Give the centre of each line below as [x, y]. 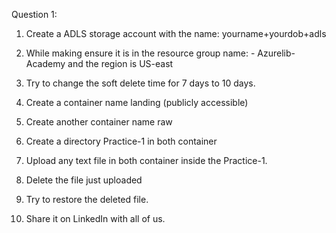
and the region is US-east [120, 63]
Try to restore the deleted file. [87, 199]
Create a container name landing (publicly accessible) [137, 102]
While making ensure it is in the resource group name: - [140, 53]
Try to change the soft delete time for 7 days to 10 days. [140, 83]
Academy [45, 63]
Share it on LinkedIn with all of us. [95, 218]
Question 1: [34, 14]
